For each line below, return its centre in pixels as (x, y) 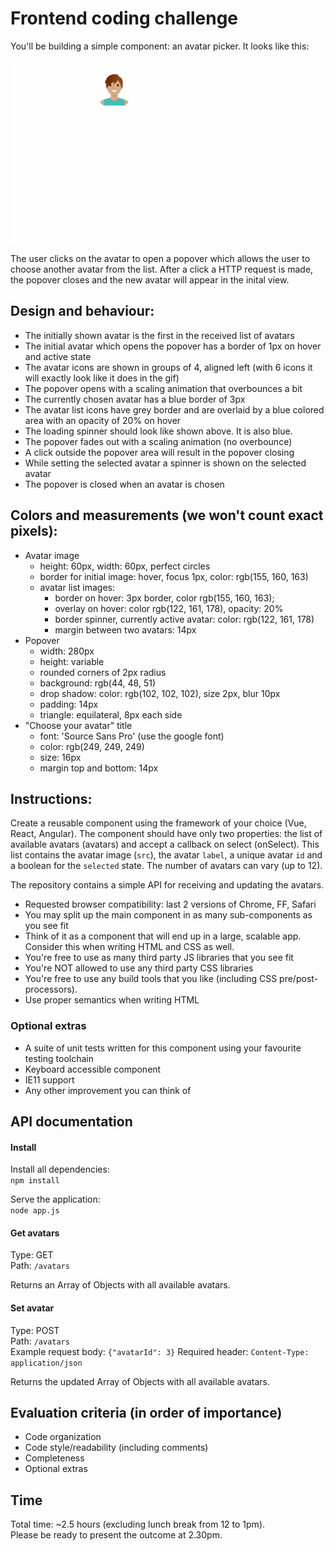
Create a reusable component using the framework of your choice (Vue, (158, 823)
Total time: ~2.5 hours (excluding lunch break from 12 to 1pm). (138, 1524)
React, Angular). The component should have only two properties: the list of (166, 834)
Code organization (63, 1437)
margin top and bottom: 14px (99, 768)
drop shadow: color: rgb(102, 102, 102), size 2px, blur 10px (160, 693)
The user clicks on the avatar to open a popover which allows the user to (160, 258)
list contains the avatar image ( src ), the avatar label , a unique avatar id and (166, 855)
